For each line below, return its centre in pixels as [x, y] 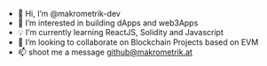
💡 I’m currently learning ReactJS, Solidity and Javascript [120, 32]
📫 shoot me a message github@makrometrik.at [105, 52]
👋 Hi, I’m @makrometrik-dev [69, 14]
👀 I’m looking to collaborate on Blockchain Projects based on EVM [138, 42]
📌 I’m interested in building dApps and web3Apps [108, 23]
